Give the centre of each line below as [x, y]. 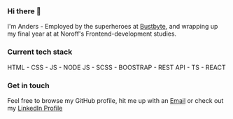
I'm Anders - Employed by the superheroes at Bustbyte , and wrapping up [113, 27]
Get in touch [29, 85]
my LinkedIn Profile [35, 108]
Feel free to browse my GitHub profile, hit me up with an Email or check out [115, 100]
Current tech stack [40, 52]
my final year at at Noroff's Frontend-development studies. [92, 34]
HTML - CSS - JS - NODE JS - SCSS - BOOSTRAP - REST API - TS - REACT [116, 67]
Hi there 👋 [24, 11]
